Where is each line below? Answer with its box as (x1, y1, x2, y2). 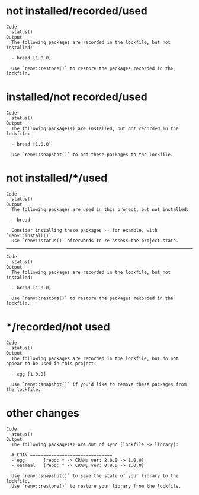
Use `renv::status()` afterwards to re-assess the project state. (11, 238, 179, 244)
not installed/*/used (6, 171, 108, 185)
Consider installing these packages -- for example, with (11, 227, 158, 233)
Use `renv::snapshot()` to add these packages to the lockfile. (11, 152, 174, 157)
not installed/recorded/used (6, 4, 148, 18)
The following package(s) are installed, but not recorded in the (11, 125, 179, 131)
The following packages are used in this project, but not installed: (11, 206, 190, 212)
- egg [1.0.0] (11, 371, 46, 377)
